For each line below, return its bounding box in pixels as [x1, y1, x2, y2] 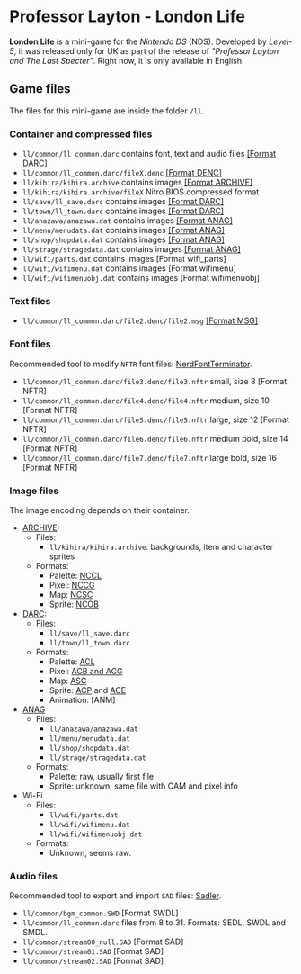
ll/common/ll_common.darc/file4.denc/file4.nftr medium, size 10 [22, 394, 270, 406]
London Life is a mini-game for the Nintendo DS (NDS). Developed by [9, 36, 268, 47]
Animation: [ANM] [49, 694, 116, 705]
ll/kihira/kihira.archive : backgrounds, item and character [49, 541, 274, 552]
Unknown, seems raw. [49, 847, 132, 858]
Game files [9, 81, 71, 96]
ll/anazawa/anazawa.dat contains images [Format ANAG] [22, 215, 234, 226]
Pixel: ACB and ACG [49, 665, 123, 676]
